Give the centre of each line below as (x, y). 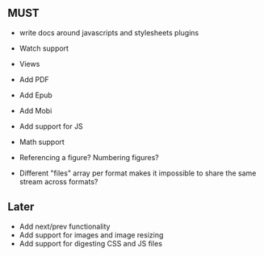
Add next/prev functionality (65, 226)
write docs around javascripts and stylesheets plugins (109, 32)
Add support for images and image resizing (91, 235)
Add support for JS (51, 126)
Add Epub (36, 95)
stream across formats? (59, 181)
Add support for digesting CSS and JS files (91, 243)
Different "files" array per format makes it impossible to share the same (138, 173)
